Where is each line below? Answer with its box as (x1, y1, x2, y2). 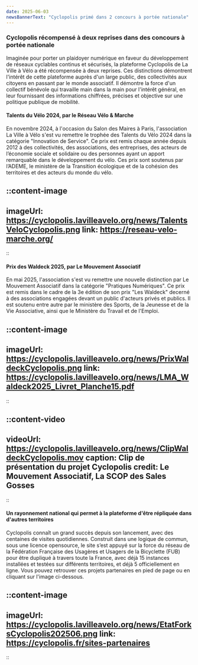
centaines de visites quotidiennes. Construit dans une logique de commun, (6, 536, 189, 543)
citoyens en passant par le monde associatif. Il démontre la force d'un (6, 79, 176, 86)
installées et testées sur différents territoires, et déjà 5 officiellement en (6, 560, 180, 568)
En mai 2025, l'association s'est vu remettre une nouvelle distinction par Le (6, 276, 189, 283)
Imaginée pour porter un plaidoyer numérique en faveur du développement (6, 54, 189, 61)
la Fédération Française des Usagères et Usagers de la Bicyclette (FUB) (6, 548, 180, 555)
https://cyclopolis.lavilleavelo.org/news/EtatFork (6, 620, 192, 630)
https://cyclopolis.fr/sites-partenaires (6, 638, 151, 648)
